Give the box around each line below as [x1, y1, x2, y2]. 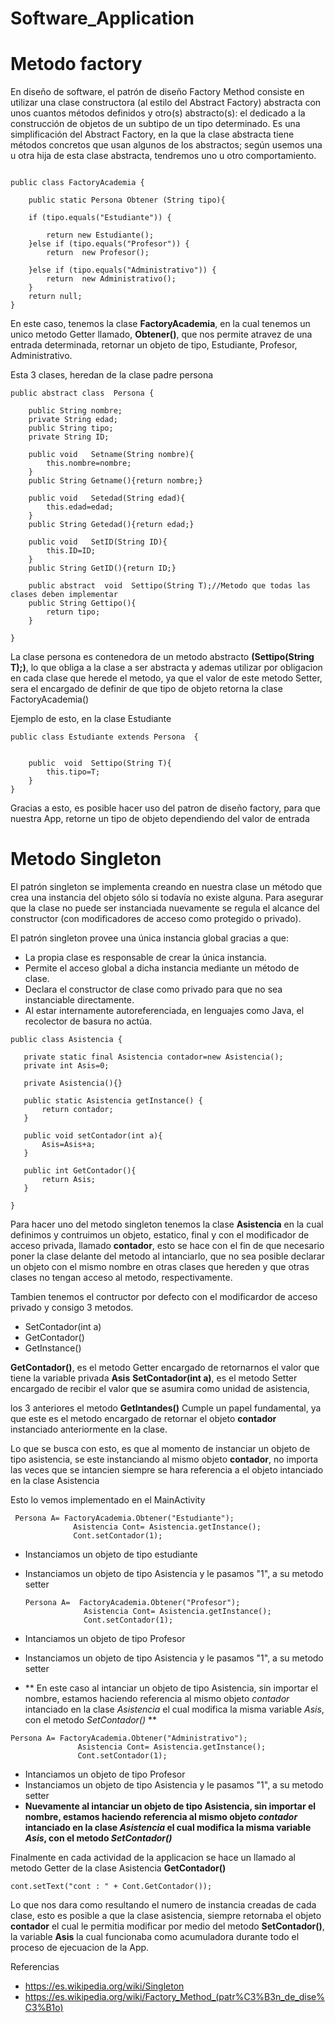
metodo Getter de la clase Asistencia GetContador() [10, 1862, 227, 1874]
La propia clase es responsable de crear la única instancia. [24, 952, 267, 964]
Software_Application [10, 7, 195, 30]
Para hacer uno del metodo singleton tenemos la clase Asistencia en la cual [10, 1218, 324, 1231]
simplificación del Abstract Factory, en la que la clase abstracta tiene [10, 128, 295, 141]
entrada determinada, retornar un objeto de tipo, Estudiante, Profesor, [10, 339, 298, 351]
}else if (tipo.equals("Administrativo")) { [28, 265, 217, 276]
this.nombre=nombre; [46, 458, 132, 469]
